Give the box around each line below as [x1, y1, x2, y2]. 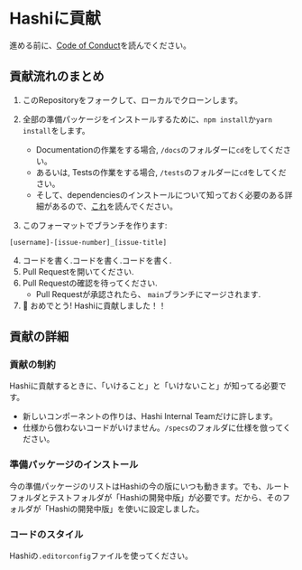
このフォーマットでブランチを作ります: [22, 220, 168, 230]
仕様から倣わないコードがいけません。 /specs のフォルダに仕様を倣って [22, 422, 284, 434]
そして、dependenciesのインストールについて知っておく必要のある [35, 189, 286, 200]
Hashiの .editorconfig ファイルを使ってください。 [9, 550, 194, 561]
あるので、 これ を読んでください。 [51, 201, 178, 211]
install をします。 [22, 125, 90, 135]
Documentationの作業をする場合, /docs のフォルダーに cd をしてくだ [35, 144, 284, 154]
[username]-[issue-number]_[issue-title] [9, 238, 168, 247]
